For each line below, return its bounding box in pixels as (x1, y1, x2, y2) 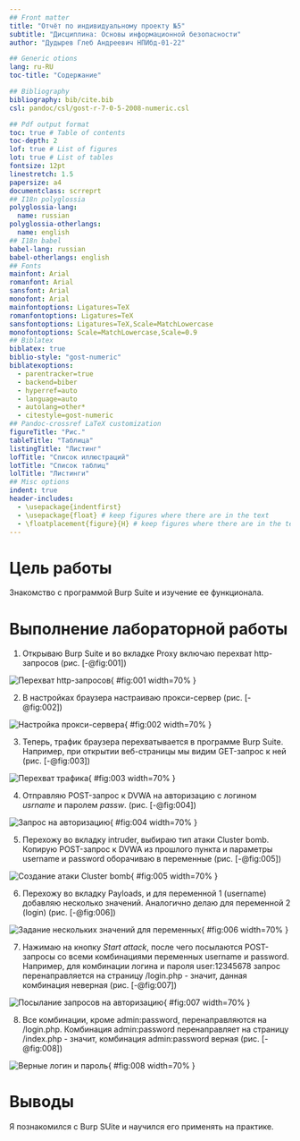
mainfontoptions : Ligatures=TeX (9, 302, 129, 311)
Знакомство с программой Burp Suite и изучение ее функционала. (9, 587, 264, 598)
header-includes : (9, 494, 74, 503)
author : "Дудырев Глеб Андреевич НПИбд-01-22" (9, 38, 186, 47)
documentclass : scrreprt (9, 186, 102, 195)
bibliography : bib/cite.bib (9, 95, 114, 104)
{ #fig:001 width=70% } (110, 675, 196, 685)
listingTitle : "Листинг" (9, 444, 102, 453)
